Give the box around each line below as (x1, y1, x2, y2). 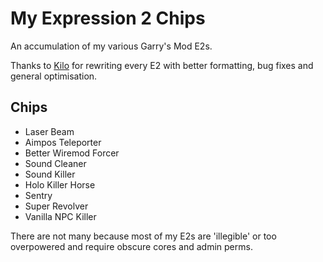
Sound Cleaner (24, 157, 87, 169)
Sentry (24, 189, 53, 201)
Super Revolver (24, 200, 89, 212)
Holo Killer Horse (24, 178, 96, 191)
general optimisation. (10, 70, 98, 82)
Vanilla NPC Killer (24, 210, 97, 222)
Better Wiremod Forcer (24, 147, 120, 159)
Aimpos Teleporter (24, 136, 102, 148)
